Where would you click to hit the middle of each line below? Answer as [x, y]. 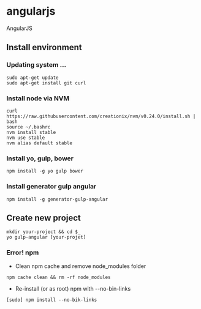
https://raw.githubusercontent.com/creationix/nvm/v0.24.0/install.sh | [101, 116]
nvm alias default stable [39, 143]
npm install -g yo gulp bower [45, 171]
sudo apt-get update [33, 78]
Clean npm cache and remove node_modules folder [81, 266]
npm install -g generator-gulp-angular [57, 199]
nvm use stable [26, 138]
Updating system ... [36, 65]
